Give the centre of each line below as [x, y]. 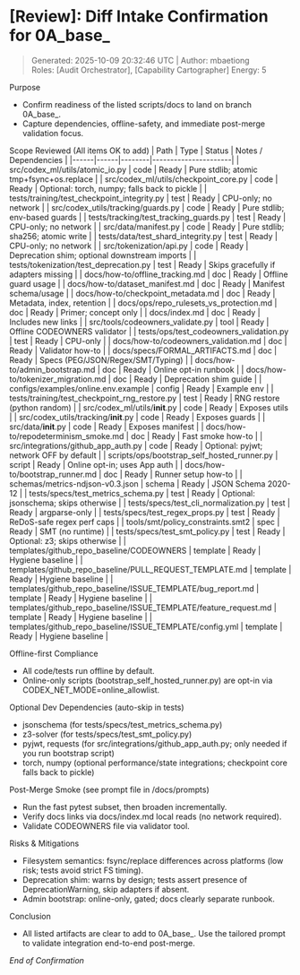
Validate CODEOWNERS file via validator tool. [106, 825]
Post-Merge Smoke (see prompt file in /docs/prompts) [110, 789]
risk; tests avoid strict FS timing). [83, 870]
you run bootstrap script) [68, 753]
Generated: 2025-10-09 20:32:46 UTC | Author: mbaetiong [140, 60]
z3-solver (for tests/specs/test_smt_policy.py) [107, 734]
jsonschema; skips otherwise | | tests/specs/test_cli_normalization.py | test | [150, 503]
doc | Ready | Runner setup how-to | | [173, 474]
